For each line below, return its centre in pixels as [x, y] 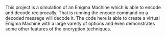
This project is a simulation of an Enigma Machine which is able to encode [83, 7]
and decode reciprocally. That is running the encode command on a [77, 13]
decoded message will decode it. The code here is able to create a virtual [82, 18]
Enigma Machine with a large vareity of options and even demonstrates [80, 23]
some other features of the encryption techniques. [58, 29]
